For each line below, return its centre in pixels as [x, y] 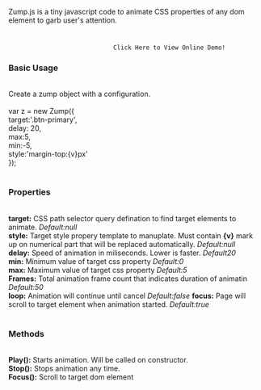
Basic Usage [34, 68]
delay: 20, [25, 128]
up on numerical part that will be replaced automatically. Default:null [122, 244]
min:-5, [20, 145]
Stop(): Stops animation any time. [64, 369]
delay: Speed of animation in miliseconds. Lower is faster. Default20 [122, 253]
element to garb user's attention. [63, 20]
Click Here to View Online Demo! [169, 48]
